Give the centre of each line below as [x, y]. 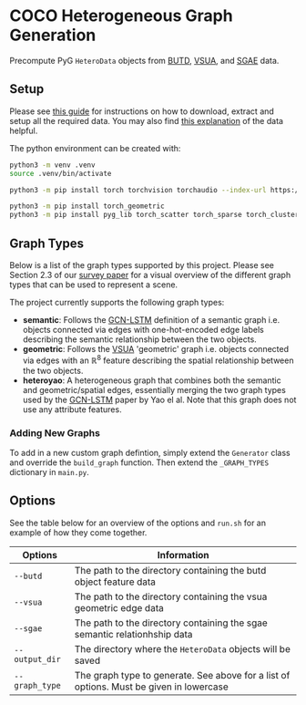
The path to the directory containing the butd [170, 570]
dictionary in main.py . [49, 472]
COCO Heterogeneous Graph [122, 16]
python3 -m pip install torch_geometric [87, 206]
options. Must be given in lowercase [152, 687]
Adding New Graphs [55, 432]
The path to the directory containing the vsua [171, 596]
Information [183, 555]
